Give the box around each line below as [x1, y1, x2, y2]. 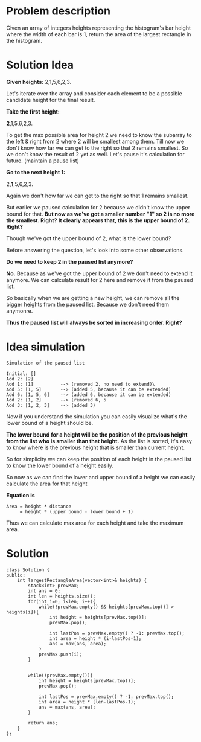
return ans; [28, 720, 59, 726]
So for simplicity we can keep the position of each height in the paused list [6, 455, 192, 462]
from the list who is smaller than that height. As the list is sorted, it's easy [6, 437, 192, 444]
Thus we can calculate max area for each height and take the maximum [6, 519, 184, 526]
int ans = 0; [28, 587, 61, 594]
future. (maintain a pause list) [6, 157, 80, 164]
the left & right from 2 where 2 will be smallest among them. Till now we [6, 138, 185, 145]
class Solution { [6, 566, 50, 573]
